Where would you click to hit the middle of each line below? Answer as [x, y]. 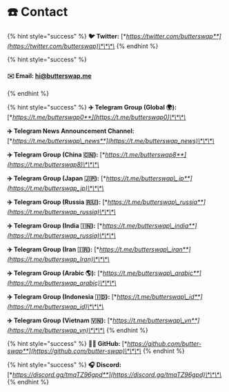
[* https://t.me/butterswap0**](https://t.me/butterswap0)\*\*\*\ [97, 117]
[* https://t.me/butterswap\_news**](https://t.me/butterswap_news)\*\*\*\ [111, 141]
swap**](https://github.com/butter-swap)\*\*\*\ [74, 351]
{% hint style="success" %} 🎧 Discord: [64, 365]
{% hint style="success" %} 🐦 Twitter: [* [67, 36]
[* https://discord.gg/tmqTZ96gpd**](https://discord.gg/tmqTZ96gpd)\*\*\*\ [114, 375]
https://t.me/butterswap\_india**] [150, 226]
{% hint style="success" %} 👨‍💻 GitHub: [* [67, 344]
